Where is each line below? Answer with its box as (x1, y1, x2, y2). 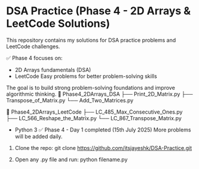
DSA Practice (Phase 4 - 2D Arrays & (6, 4, 191, 18)
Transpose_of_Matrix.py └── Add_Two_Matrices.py (6, 96, 134, 104)
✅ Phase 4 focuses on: (6, 54, 63, 61)
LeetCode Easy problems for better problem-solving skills (14, 73, 157, 80)
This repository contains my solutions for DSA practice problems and (6, 36, 176, 43)
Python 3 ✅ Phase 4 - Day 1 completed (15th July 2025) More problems (14, 126, 191, 133)
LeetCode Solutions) (6, 17, 111, 30)
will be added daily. (14, 133, 63, 140)
